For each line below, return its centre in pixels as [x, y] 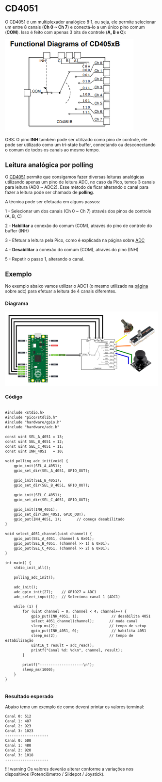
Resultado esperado [29, 696]
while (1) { [26, 606]
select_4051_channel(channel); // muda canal [84, 621]
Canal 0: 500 [18, 741]
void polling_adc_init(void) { [37, 461]
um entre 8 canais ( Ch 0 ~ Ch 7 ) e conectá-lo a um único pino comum [75, 27]
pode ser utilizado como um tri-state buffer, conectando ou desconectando [81, 145]
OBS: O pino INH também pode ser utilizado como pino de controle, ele [76, 139]
